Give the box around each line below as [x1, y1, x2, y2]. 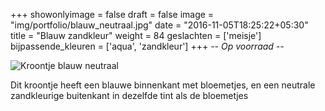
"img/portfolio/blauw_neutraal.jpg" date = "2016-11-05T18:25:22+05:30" [10, 19, 309, 31]
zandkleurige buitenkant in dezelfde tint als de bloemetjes [10, 90, 249, 101]
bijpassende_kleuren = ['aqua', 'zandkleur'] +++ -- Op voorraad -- [10, 40, 285, 52]
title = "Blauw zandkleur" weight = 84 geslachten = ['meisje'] [10, 30, 262, 41]
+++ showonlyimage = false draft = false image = [10, 9, 215, 20]
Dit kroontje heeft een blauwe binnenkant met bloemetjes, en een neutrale [10, 79, 316, 91]
